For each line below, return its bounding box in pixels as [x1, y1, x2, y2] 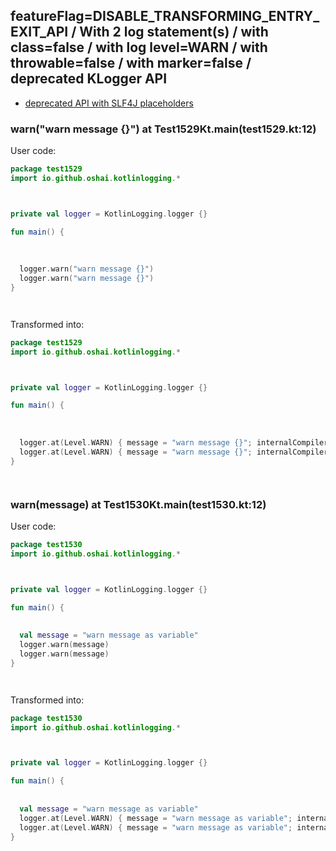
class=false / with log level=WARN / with [10, 39, 268, 56]
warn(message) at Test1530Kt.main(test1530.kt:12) [10, 497, 267, 511]
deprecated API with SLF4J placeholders [24, 97, 194, 109]
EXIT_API [10, 24, 69, 41]
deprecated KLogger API [10, 70, 168, 88]
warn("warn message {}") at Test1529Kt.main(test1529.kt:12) [10, 122, 317, 136]
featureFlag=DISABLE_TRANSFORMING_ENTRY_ [10, 8, 320, 25]
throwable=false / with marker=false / [10, 55, 252, 72]
